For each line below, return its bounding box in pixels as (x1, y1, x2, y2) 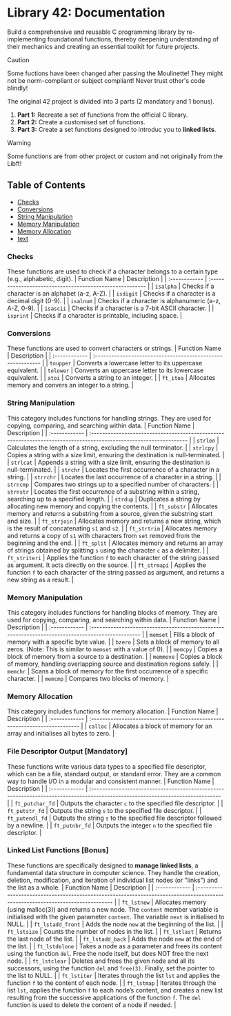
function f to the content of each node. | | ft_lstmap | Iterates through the (7, 979, 217, 987)
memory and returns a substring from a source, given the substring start (7, 509, 213, 517)
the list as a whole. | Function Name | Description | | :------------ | (7, 883, 194, 892)
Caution (7, 55, 30, 64)
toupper (49, 361, 72, 367)
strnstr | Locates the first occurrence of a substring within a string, (7, 487, 200, 495)
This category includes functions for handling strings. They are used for (7, 414, 212, 422)
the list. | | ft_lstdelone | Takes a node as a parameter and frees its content (7, 941, 222, 950)
